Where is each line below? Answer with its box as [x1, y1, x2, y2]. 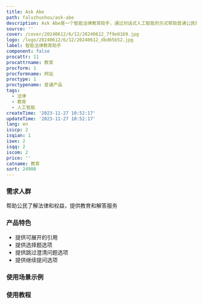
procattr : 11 [6, 54, 39, 60]
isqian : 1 [6, 132, 31, 139]
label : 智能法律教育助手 [6, 43, 62, 49]
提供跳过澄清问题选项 [14, 248, 68, 256]
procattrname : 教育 [6, 59, 54, 65]
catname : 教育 [6, 161, 40, 167]
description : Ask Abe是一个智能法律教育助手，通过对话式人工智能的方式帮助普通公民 [6, 20, 195, 26]
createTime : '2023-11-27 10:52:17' [6, 110, 96, 116]
